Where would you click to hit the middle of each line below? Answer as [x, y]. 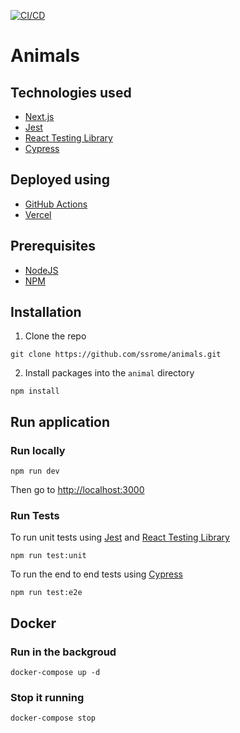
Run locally [38, 450]
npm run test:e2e [46, 593]
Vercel [38, 214]
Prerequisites [53, 246]
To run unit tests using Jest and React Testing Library [120, 537]
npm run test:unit [48, 556]
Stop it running [47, 698]
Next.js [39, 116]
